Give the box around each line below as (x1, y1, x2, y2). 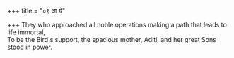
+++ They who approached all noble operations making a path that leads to (7, 21, 228, 29)
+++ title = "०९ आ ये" (7, 7, 66, 15)
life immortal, (7, 28, 46, 36)
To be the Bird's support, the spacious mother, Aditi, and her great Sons (7, 36, 217, 43)
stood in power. (7, 43, 53, 51)
